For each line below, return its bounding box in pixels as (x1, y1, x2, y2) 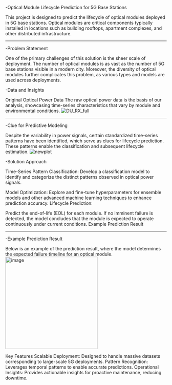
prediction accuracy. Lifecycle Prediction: (5, 200, 93, 206)
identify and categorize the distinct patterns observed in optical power (5, 174, 154, 180)
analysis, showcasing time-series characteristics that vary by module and (5, 102, 161, 108)
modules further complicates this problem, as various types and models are (5, 72, 165, 77)
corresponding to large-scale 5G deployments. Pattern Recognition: (5, 358, 148, 365)
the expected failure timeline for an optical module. (5, 251, 113, 257)
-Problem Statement (5, 46, 48, 51)
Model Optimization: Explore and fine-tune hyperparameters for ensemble (5, 189, 162, 195)
